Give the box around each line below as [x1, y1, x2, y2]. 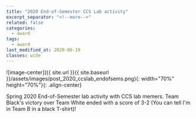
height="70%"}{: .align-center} [6, 81, 82, 88]
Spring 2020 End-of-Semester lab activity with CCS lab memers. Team [6, 93, 179, 100]
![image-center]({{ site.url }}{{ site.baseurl [6, 68, 110, 76]
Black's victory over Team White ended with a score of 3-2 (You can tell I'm [6, 99, 191, 106]
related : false [6, 19, 44, 25]
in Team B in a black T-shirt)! [6, 105, 76, 112]
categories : [6, 25, 36, 31]
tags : [6, 36, 20, 42]
